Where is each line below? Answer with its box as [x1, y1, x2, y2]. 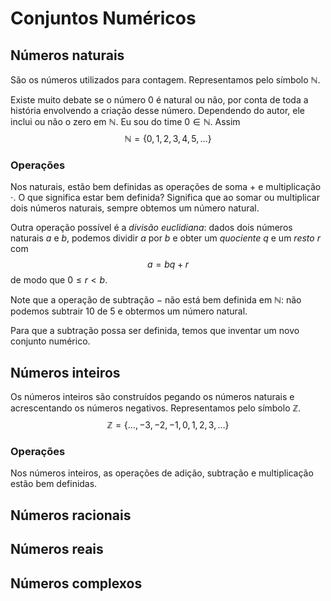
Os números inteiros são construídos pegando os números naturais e [10, 391, 295, 403]
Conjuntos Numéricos [10, 7, 197, 30]
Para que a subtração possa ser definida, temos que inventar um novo [10, 325, 300, 337]
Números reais [10, 541, 104, 558]
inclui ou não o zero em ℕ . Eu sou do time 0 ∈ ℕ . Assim [10, 116, 241, 127]
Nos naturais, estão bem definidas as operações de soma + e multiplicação [10, 181, 322, 193]
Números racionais [10, 507, 132, 524]
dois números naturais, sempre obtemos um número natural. [10, 202, 260, 214]
